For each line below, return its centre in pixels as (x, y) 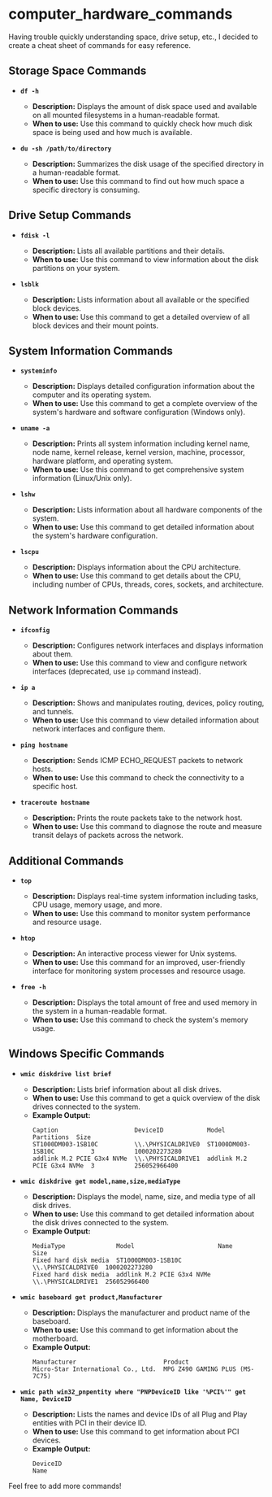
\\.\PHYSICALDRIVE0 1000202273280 (92, 1267)
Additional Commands (66, 860)
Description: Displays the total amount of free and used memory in (145, 1002)
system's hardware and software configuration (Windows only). (139, 412)
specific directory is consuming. (86, 190)
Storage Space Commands (78, 71)
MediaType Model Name (132, 1246)
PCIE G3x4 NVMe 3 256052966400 (105, 1165)
